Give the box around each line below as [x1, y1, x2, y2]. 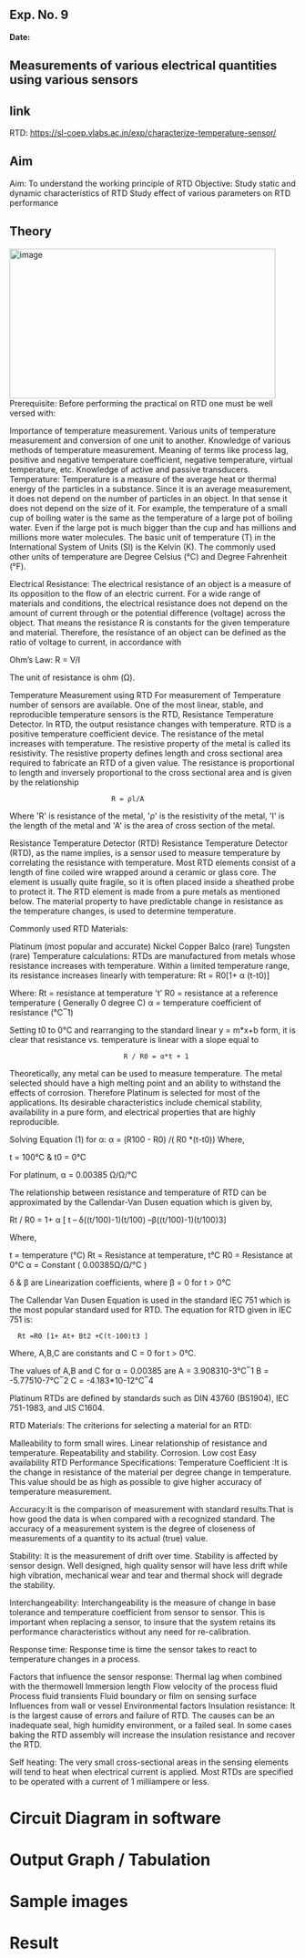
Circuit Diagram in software [9, 1808, 221, 1829]
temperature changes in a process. [9, 1654, 141, 1664]
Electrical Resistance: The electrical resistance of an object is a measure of [9, 578, 291, 589]
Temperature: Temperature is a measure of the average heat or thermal [9, 473, 277, 484]
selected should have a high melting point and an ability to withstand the [9, 1077, 281, 1088]
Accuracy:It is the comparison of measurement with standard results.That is [9, 1503, 294, 1514]
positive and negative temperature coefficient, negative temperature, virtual [9, 454, 293, 465]
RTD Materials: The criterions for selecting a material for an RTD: [9, 1419, 252, 1430]
